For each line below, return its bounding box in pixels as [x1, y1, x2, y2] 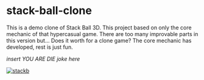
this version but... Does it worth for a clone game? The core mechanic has [6, 37, 192, 44]
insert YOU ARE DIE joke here [6, 55, 80, 62]
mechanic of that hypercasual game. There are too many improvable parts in [6, 30, 199, 37]
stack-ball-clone [6, 4, 93, 18]
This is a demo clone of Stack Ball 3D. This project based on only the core [6, 24, 192, 31]
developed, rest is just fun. [6, 43, 73, 51]
